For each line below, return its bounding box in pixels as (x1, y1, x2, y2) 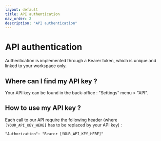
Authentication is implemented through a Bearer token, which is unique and (5, 58, 157, 64)
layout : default (5, 7, 38, 12)
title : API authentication (5, 12, 60, 17)
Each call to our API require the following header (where (5, 117, 118, 123)
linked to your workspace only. (5, 63, 67, 69)
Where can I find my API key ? (5, 77, 98, 85)
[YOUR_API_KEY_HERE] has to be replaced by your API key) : (5, 122, 122, 128)
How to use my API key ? (5, 104, 81, 112)
